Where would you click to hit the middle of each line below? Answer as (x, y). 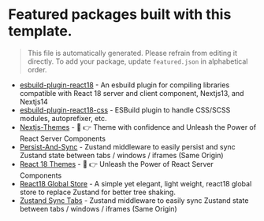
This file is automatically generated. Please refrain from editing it (132, 53)
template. (40, 31)
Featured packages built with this (120, 15)
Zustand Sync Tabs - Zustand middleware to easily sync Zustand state (134, 200)
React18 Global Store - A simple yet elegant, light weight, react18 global (136, 183)
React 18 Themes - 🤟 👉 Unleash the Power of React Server (117, 164)
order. (37, 69)
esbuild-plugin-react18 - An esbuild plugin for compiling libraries (125, 85)
